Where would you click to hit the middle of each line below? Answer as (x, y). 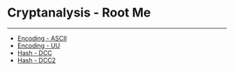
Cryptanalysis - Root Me (79, 13)
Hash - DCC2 (37, 60)
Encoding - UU (39, 45)
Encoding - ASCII (42, 38)
